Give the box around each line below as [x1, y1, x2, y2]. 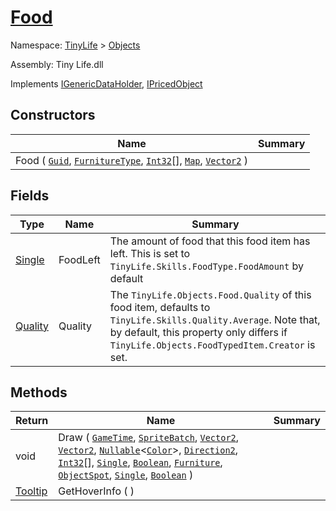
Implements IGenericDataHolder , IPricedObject [10, 77, 203, 90]
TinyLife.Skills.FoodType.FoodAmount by [109, 259, 304, 273]
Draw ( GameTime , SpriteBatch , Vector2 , [58, 431, 240, 445]
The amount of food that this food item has [109, 234, 311, 248]
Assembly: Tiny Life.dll [10, 58, 104, 70]
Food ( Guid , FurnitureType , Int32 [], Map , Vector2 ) [15, 153, 248, 167]
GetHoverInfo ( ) [58, 484, 135, 498]
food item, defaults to [109, 300, 211, 314]
